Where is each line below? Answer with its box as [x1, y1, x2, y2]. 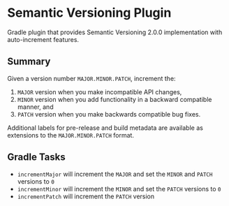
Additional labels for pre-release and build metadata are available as [7, 124, 204, 132]
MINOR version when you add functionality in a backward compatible [17, 95, 212, 103]
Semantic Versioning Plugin [7, 5, 172, 21]
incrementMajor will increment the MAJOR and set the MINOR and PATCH [17, 170, 213, 178]
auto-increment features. [7, 35, 79, 43]
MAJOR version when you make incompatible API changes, [17, 87, 182, 96]
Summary [7, 56, 51, 68]
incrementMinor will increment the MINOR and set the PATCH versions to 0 [17, 184, 221, 193]
